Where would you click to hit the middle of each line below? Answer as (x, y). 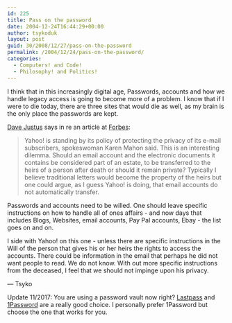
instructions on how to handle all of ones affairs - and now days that (105, 213)
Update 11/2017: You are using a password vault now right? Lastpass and (111, 297)
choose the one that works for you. (57, 312)
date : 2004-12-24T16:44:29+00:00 (56, 26)
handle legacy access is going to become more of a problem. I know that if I (116, 98)
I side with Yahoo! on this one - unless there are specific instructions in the (114, 241)
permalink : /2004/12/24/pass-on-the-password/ (76, 53)
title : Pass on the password (49, 20)
